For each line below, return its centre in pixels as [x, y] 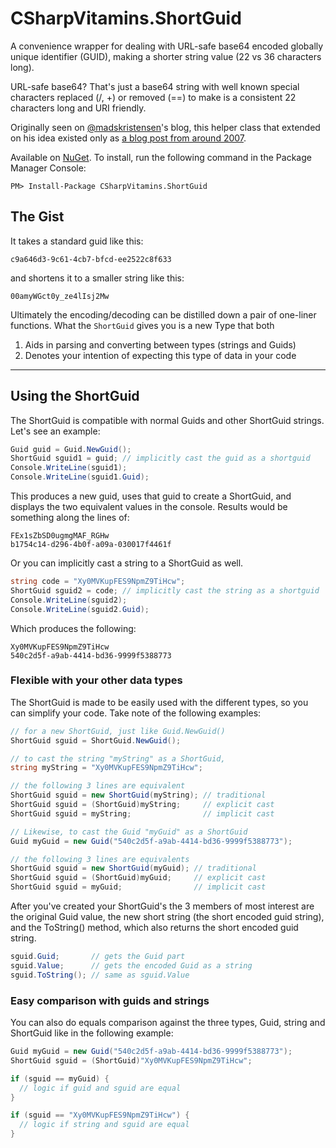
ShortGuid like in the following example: [92, 1033]
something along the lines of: [70, 518]
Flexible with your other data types [96, 680]
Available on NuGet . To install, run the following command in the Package [161, 157]
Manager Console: [48, 168]
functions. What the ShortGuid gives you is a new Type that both [142, 325]
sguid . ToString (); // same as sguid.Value [100, 975]
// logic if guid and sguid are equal [100, 1088]
